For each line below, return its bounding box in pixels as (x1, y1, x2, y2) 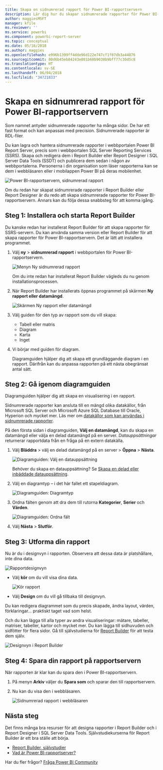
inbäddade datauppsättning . (12, 471, 69, 477)
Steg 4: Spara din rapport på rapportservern (5, 657, 141, 665)
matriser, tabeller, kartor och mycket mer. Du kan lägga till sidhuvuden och (5, 623, 154, 628)
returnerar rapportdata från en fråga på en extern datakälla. (5, 438, 124, 443)
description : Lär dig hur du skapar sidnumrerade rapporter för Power (5, 12, 151, 17)
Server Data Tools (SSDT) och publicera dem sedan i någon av (5, 158, 130, 164)
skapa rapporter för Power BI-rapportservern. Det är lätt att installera (5, 235, 143, 240)
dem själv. (5, 633, 26, 639)
